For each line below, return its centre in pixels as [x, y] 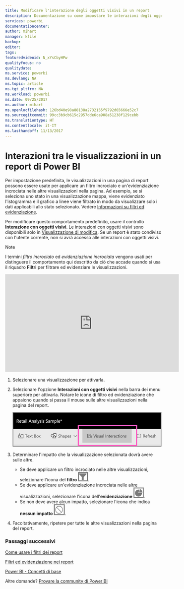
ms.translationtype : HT [30, 121]
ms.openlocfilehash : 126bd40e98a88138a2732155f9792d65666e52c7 [72, 110]
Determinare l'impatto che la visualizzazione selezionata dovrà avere [82, 455]
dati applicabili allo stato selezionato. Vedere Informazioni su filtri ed [75, 206]
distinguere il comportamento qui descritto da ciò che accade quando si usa [83, 262]
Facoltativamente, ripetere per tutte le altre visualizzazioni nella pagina [85, 523]
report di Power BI [43, 166]
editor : [13, 47]
